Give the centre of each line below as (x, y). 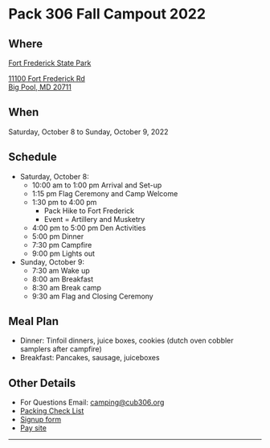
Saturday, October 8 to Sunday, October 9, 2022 (88, 132)
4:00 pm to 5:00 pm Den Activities (89, 228)
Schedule (33, 157)
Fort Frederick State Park (50, 63)
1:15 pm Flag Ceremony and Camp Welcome (105, 193)
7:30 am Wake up (61, 270)
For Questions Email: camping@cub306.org (92, 402)
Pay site (33, 428)
